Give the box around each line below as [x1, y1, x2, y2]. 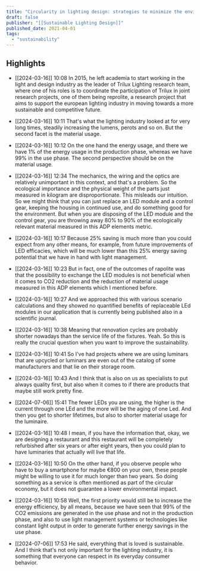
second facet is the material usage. [14, 130, 101, 137]
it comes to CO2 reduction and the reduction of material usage [14, 278, 168, 285]
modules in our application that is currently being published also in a [14, 308, 183, 315]
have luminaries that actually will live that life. [14, 448, 126, 455]
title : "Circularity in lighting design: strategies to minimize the [6, 8, 183, 15]
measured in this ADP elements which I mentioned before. [14, 284, 158, 291]
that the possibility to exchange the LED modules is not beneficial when [14, 271, 190, 278]
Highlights [6, 58, 46, 69]
